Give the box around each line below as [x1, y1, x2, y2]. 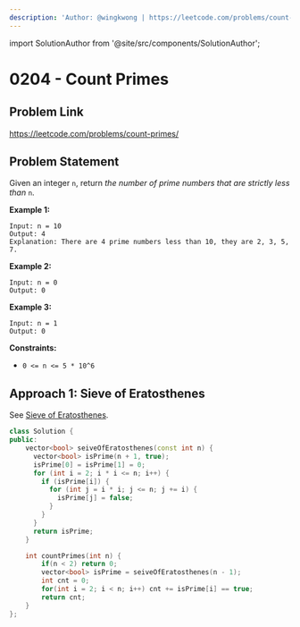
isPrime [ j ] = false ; [56, 494, 134, 503]
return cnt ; [41, 592, 87, 602]
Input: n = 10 [9, 222, 62, 231]
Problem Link [9, 105, 84, 120]
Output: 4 [9, 230, 46, 239]
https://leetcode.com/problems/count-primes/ [9, 128, 179, 139]
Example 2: [9, 261, 52, 272]
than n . [9, 187, 35, 198]
